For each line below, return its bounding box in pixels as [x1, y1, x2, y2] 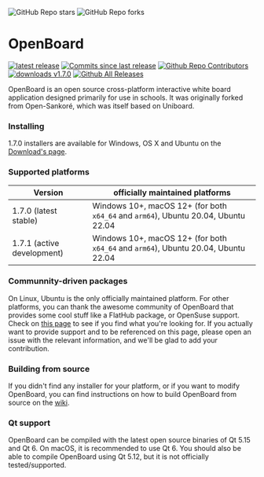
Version [33, 187, 64, 198]
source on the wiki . [8, 398, 70, 408]
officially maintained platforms [113, 187, 232, 198]
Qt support [8, 417, 51, 428]
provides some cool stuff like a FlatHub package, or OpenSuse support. [8, 310, 240, 320]
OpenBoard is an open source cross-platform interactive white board [8, 84, 232, 94]
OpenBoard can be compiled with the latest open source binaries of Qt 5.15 [8, 435, 251, 445]
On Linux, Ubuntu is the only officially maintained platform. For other [8, 293, 229, 303]
